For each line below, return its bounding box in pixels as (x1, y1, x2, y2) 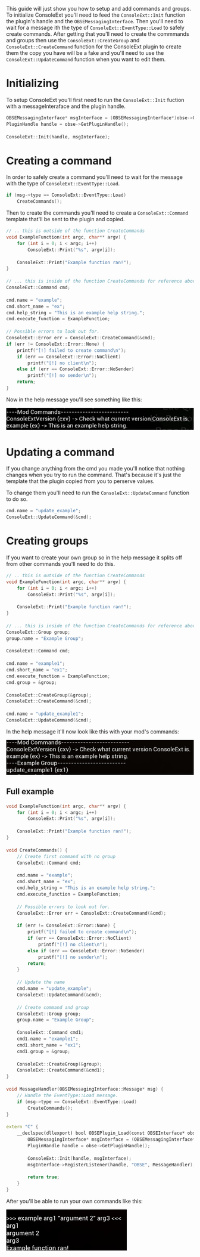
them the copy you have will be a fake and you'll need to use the (6, 49, 164, 56)
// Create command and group (17, 1004, 89, 1010)
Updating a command (6, 445, 115, 459)
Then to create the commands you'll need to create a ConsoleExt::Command (6, 209, 189, 216)
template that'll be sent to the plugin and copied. (6, 216, 125, 223)
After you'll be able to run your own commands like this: (6, 1197, 143, 1205)
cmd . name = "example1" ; (6, 661, 65, 667)
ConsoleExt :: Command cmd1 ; (17, 1030, 84, 1036)
